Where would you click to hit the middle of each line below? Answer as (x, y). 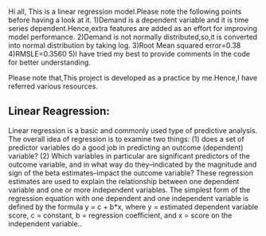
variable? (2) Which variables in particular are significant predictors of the (129, 155)
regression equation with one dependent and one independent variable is (129, 198)
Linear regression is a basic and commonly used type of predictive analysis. (133, 130)
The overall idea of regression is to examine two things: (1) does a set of (126, 139)
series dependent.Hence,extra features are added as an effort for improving (133, 28)
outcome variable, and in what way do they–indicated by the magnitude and (133, 164)
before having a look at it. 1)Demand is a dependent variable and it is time (129, 20)
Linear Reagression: (59, 111)
